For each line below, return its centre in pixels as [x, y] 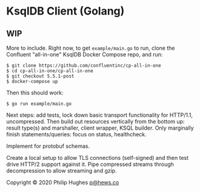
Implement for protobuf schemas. [48, 146]
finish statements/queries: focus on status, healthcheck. [76, 134]
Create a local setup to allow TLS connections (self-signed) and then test [98, 158]
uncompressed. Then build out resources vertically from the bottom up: [95, 121]
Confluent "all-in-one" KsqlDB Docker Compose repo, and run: [85, 55]
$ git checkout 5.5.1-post [40, 76]
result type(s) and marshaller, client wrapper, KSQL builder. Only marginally [100, 128]
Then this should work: [35, 93]
